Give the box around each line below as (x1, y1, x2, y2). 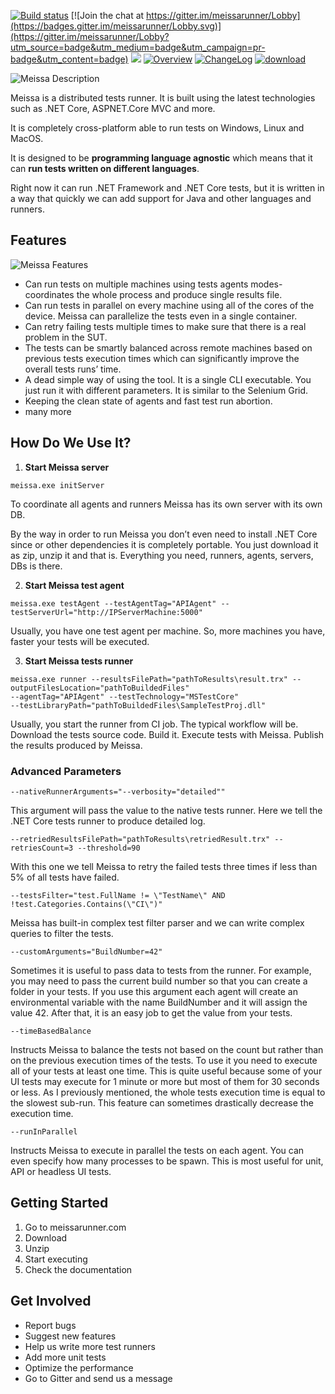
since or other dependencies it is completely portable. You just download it (10, 538, 319, 550)
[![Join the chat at (70, 10, 145, 21)
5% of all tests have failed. (10, 871, 120, 883)
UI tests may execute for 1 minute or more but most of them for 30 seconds (10, 1075, 320, 1087)
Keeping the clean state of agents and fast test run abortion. (24, 395, 273, 407)
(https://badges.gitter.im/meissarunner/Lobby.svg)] (10, 20, 222, 32)
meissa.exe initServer (10, 480, 105, 490)
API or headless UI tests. (10, 1165, 112, 1177)
